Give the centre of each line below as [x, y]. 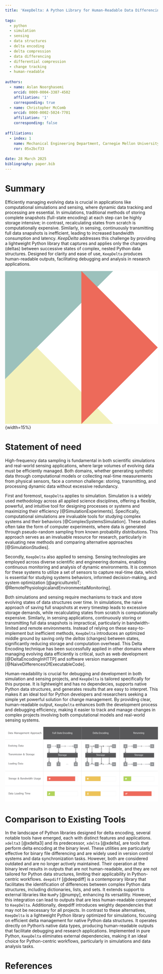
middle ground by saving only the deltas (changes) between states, [72, 638]
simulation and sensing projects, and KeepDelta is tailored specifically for [78, 679]
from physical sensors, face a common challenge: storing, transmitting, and [81, 481]
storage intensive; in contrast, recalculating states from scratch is [70, 222]
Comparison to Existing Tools [65, 819]
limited [12, 628]
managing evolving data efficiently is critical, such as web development [76, 654]
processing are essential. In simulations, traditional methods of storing [75, 212]
